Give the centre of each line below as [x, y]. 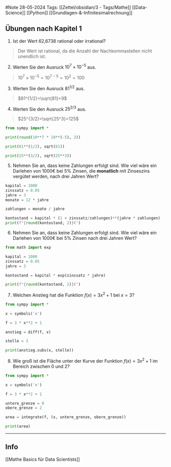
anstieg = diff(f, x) [28, 332]
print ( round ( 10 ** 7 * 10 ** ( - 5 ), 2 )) [43, 138]
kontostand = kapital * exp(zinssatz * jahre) [55, 275]
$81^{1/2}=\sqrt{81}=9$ [42, 98]
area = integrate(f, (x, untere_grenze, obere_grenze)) [66, 417]
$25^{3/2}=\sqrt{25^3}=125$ [48, 119]
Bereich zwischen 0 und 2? [41, 366]
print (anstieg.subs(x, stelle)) [39, 350]
